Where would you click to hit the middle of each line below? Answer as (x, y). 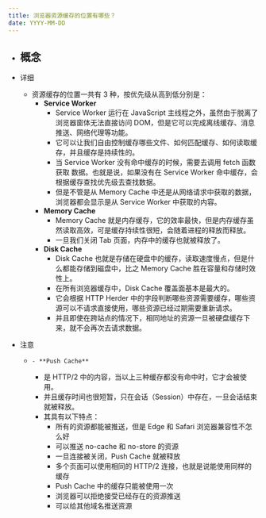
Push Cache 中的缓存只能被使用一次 (114, 486)
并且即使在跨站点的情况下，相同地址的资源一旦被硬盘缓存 (149, 318)
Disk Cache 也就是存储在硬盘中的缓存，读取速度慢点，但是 (152, 259)
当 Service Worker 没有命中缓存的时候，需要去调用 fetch (148, 163)
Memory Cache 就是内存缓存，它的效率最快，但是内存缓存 (151, 221)
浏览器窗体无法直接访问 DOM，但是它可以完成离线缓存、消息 (155, 123)
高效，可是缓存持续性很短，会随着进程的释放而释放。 (164, 230)
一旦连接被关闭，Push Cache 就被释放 (118, 456)
